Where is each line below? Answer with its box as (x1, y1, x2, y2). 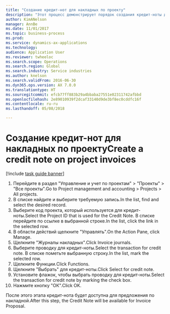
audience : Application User (6, 50, 65, 55)
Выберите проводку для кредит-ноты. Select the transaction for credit (13, 245, 161, 251)
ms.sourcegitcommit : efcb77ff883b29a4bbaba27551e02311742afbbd (6, 92, 142, 97)
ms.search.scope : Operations (6, 59, 67, 64)
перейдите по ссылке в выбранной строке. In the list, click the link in (13, 218, 158, 224)
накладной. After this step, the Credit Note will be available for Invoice (6, 297, 151, 303)
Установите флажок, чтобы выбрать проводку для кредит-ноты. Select (13, 272, 164, 278)
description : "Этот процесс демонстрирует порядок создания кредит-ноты (6, 12, 162, 17)
